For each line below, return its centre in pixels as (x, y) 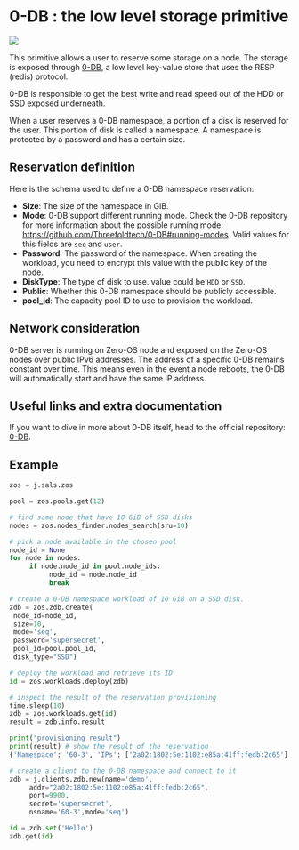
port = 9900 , (49, 796)
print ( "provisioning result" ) (65, 738)
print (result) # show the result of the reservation (109, 747)
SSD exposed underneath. (57, 103)
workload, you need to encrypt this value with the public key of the (145, 262)
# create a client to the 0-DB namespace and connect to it (123, 771)
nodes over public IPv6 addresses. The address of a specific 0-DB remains (147, 359)
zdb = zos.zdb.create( (51, 607)
